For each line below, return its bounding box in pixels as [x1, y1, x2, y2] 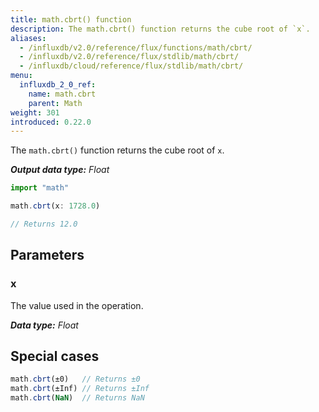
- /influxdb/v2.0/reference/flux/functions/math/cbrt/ [19, 42, 253, 53]
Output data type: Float [10, 164, 110, 176]
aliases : [10, 33, 47, 43]
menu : [10, 71, 33, 81]
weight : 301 [10, 107, 60, 118]
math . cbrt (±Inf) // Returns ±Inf [10, 384, 150, 394]
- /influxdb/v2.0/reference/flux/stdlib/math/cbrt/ [19, 52, 240, 62]
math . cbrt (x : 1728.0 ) [10, 201, 101, 211]
